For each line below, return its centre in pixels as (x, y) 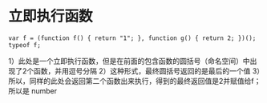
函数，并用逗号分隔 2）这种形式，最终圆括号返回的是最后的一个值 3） (147, 71)
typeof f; (25, 45)
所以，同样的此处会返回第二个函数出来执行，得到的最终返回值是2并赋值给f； (135, 81)
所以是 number (33, 91)
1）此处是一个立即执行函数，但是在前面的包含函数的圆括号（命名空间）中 (129, 61)
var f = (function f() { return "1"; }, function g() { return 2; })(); (132, 38)
